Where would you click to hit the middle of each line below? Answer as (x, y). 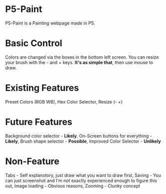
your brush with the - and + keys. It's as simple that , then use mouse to (79, 62)
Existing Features (42, 88)
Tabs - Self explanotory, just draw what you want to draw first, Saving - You (83, 175)
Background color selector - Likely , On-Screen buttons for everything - (79, 135)
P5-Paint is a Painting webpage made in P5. (50, 23)
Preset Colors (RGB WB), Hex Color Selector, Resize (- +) (64, 101)
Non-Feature (32, 161)
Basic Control (34, 43)
